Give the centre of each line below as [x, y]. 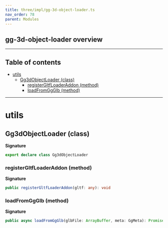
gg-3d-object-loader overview [54, 39]
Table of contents [33, 62]
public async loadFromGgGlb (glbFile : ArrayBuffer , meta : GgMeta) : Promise [85, 221]
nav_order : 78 [20, 15]
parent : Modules [22, 19]
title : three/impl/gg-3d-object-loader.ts [50, 10]
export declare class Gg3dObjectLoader [47, 155]
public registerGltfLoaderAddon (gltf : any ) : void [58, 188]
